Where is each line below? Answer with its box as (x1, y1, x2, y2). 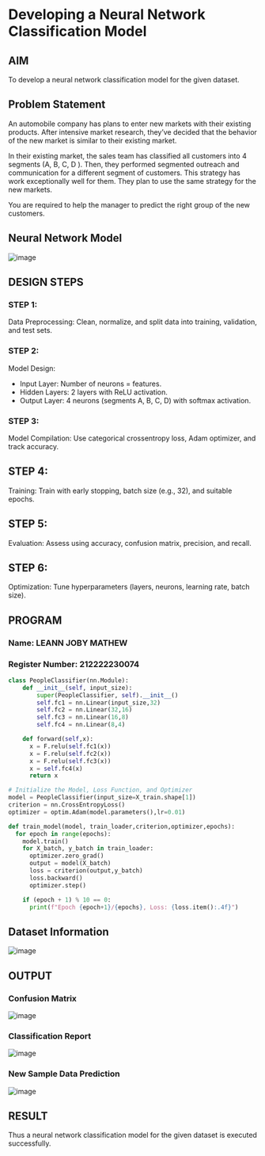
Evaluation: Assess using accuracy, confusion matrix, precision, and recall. (8, 538, 252, 547)
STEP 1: (8, 299, 38, 310)
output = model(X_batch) (28, 860, 112, 868)
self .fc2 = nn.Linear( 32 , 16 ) (36, 706, 133, 714)
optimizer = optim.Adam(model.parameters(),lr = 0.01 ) (8, 808, 186, 816)
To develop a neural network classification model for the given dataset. (8, 75, 240, 84)
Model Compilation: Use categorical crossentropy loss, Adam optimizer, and (8, 433, 256, 443)
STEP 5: (8, 517, 48, 531)
